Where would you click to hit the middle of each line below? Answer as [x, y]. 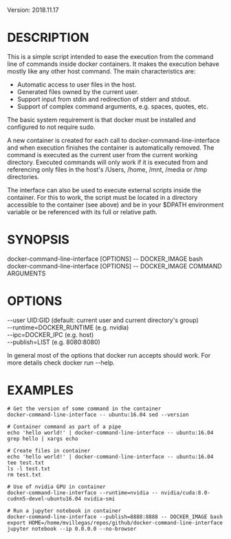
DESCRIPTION [48, 38]
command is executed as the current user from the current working [102, 154]
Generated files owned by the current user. [78, 91]
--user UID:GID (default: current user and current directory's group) [103, 320]
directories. [23, 176]
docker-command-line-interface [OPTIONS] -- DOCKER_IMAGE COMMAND [114, 266]
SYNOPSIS [38, 240]
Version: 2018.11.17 [33, 10]
